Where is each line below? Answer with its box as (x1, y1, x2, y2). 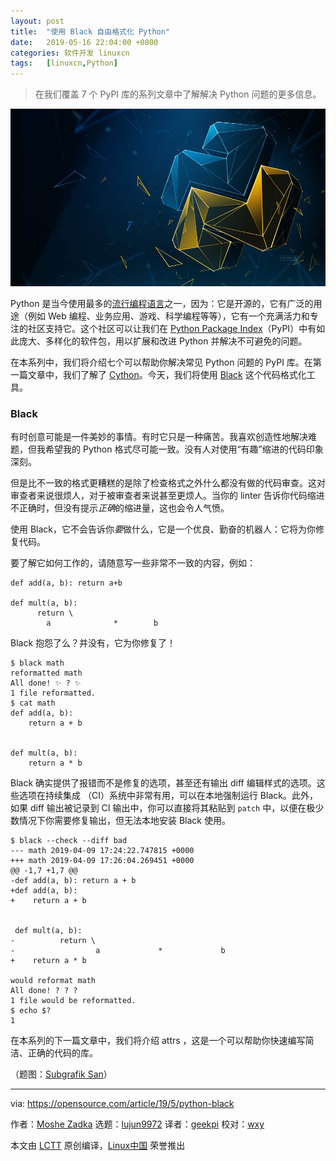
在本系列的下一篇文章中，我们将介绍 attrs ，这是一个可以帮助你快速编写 (10, 1035, 306, 1047)
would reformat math (10, 976, 97, 986)
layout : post (10, 16, 65, 26)
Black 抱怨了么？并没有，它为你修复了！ (10, 637, 177, 649)
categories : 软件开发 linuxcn (10, 48, 130, 58)
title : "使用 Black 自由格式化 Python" (10, 26, 171, 37)
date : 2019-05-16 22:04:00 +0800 (10, 37, 159, 47)
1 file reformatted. (10, 688, 97, 699)
